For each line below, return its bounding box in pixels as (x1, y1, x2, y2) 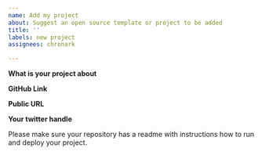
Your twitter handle (8, 114, 72, 124)
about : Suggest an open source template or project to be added (8, 19, 223, 27)
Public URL (8, 99, 45, 109)
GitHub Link (8, 84, 48, 94)
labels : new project (8, 33, 76, 41)
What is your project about (8, 69, 97, 78)
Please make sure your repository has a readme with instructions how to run (8, 130, 255, 139)
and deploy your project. (8, 138, 88, 147)
